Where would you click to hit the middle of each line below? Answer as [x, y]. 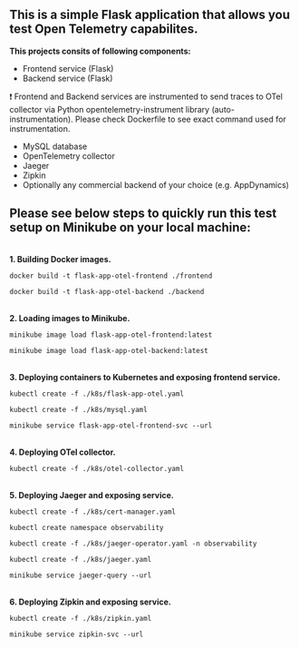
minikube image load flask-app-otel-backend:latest [109, 350]
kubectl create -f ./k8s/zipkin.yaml [81, 618]
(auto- [223, 109]
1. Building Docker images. [60, 259]
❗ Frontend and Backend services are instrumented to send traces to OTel [146, 96]
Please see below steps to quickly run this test [143, 214]
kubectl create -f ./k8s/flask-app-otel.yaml [96, 394]
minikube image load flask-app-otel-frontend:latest [111, 335]
